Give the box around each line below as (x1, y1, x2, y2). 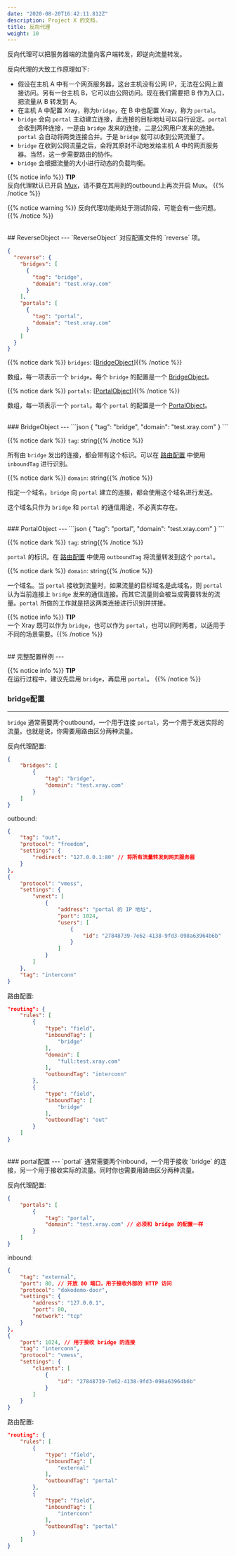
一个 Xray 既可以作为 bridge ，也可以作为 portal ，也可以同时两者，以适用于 (7, 621, 226, 629)
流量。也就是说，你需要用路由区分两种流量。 (7, 726, 137, 735)
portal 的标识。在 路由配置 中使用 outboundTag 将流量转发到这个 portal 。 (7, 553, 220, 561)
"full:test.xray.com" (57, 1058, 121, 1065)
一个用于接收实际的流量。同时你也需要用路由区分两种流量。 (25, 1165, 198, 1174)
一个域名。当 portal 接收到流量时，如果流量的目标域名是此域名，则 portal (7, 581, 223, 590)
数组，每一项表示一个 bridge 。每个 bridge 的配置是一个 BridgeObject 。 (7, 373, 214, 381)
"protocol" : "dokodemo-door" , (20, 1286, 109, 1293)
